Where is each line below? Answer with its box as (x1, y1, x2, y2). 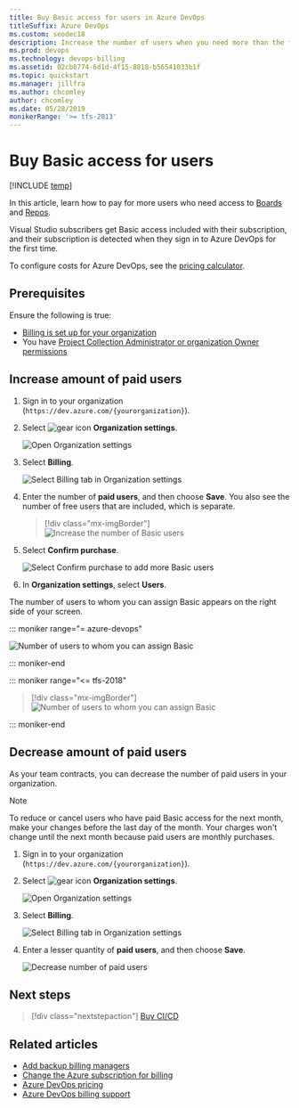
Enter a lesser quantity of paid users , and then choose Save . (21, 944, 246, 955)
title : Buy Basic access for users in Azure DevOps (9, 12, 205, 22)
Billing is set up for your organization (21, 327, 158, 338)
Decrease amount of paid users (9, 745, 187, 760)
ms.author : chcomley (9, 87, 86, 96)
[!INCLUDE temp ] (9, 180, 73, 191)
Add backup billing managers (21, 1061, 131, 1071)
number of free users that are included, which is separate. (21, 501, 236, 511)
